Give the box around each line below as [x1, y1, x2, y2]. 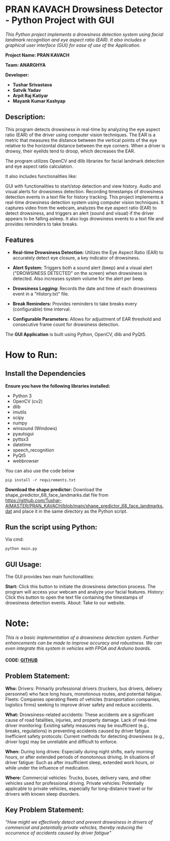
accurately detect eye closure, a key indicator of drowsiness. [12, 254, 141, 261]
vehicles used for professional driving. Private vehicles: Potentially [5, 780, 144, 786]
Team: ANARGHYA [5, 62, 46, 68]
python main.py [5, 546, 38, 551]
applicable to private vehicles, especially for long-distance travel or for [5, 785, 153, 792]
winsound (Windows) [12, 425, 57, 431]
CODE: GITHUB [5, 657, 38, 663]
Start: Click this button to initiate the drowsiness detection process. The [5, 583, 156, 590]
